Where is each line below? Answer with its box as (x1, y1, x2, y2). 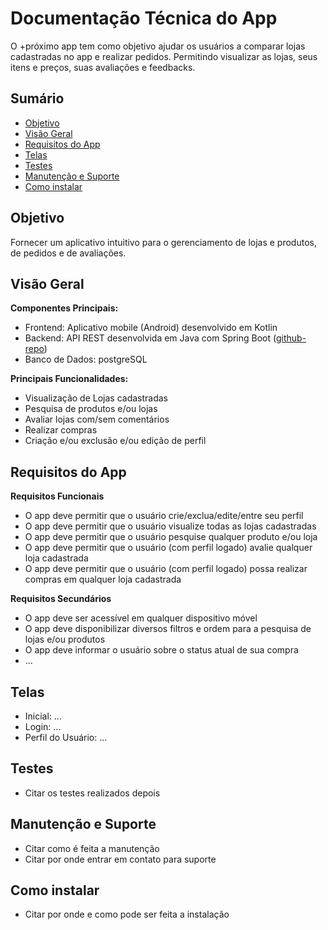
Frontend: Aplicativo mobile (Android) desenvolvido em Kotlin (24, 322, 278, 334)
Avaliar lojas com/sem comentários (24, 413, 170, 426)
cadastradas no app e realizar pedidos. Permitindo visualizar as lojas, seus (10, 50, 318, 62)
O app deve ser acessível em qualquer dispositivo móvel (24, 612, 258, 624)
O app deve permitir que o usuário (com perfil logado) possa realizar (24, 563, 308, 575)
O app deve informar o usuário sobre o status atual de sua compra (24, 644, 299, 656)
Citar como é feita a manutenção (24, 842, 160, 854)
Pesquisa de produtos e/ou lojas (24, 403, 158, 415)
